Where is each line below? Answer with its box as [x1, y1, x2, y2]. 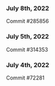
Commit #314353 [6, 46, 48, 53]
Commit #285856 [6, 18, 49, 25]
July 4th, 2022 [6, 60, 50, 69]
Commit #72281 [6, 74, 45, 81]
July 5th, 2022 [6, 33, 49, 41]
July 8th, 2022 [6, 4, 49, 12]
